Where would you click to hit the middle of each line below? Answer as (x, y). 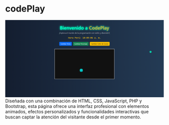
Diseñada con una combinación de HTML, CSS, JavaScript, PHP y (74, 101)
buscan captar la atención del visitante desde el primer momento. (73, 117)
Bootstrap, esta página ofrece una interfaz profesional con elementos (77, 106)
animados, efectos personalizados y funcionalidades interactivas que (77, 111)
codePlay (25, 9)
